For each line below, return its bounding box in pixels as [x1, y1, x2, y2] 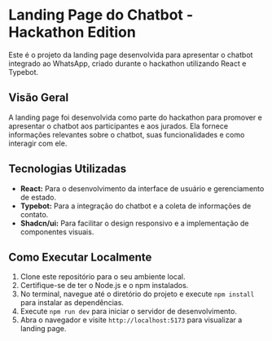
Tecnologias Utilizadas [8, 162, 127, 176]
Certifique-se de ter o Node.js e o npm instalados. [20, 281, 189, 291]
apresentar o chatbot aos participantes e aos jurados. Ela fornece [8, 120, 229, 131]
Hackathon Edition [8, 23, 136, 42]
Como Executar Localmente [8, 250, 152, 264]
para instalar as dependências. [20, 298, 125, 308]
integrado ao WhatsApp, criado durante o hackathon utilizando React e [8, 59, 247, 68]
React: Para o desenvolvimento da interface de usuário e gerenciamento [20, 183, 265, 193]
